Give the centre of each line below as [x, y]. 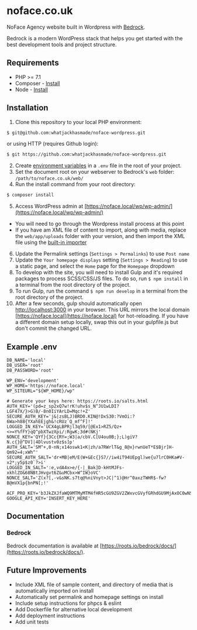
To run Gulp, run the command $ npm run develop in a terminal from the [101, 291]
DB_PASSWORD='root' [30, 370]
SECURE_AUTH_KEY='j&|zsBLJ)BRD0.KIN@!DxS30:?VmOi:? [71, 416]
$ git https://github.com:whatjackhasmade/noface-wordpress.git [87, 154]
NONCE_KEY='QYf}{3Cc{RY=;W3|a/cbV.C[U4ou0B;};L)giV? [72, 437]
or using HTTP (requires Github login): [53, 144]
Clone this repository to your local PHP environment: [78, 122]
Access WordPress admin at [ [51, 206]
